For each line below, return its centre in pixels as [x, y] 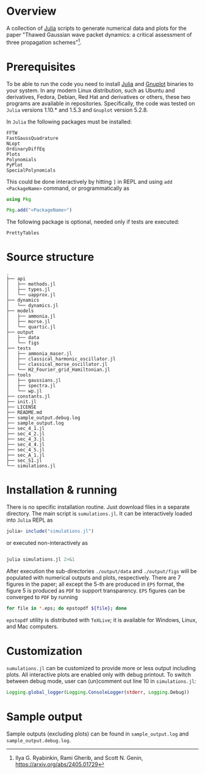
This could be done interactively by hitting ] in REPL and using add [89, 181]
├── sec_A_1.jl [26, 455]
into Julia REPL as [30, 520]
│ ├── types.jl [28, 290]
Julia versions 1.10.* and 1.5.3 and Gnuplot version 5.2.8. [77, 110]
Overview [31, 11]
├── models [20, 311]
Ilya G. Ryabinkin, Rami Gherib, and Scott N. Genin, [79, 758]
